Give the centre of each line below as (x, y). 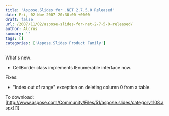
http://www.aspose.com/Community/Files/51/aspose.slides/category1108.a (85, 102)
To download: (20, 97)
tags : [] (15, 39)
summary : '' (18, 34)
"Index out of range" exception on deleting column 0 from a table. (82, 87)
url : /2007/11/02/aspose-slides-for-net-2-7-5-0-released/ (69, 24)
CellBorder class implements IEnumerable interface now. (72, 67)
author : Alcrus (21, 29)
